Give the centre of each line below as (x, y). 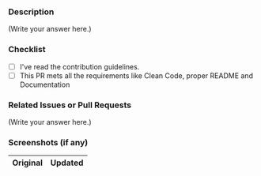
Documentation (45, 84)
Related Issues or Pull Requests (70, 105)
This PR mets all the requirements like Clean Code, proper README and (136, 75)
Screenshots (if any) (48, 142)
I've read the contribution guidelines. (79, 66)
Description (31, 12)
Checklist (27, 50)
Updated (67, 163)
